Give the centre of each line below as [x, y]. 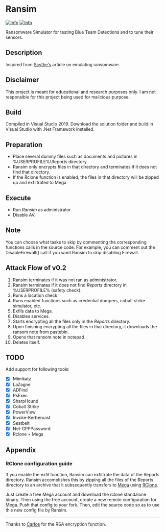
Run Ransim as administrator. [42, 210]
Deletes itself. [26, 342]
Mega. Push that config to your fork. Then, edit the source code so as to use [82, 505]
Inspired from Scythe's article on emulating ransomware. [63, 64]
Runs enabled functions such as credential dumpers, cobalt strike [79, 300]
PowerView [24, 412]
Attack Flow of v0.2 [36, 268]
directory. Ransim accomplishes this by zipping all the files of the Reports [80, 480]
